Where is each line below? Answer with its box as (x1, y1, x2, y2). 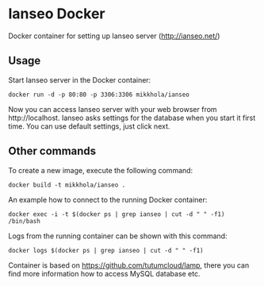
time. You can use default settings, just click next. (8, 121, 170, 131)
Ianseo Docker (8, 5, 105, 23)
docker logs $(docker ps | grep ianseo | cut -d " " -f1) (8, 246, 204, 254)
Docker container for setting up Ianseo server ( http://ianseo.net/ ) (8, 31, 220, 41)
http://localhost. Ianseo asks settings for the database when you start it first (8, 113, 256, 122)
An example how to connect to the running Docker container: (8, 195, 208, 204)
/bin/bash (8, 217, 41, 225)
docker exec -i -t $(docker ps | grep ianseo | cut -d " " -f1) (8, 210, 225, 218)
